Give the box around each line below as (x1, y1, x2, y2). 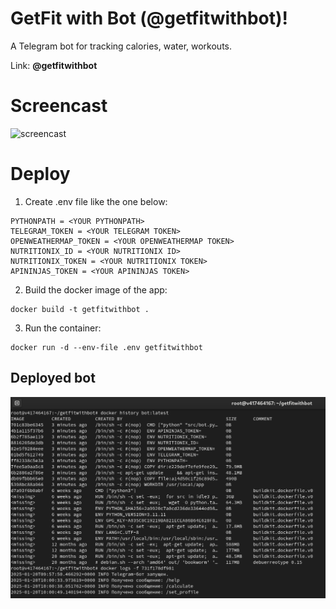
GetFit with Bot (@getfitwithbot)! (10, 7, 289, 30)
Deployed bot (10, 370, 96, 387)
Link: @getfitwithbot (10, 59, 98, 71)
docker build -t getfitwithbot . (10, 304, 150, 314)
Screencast (10, 95, 108, 117)
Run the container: (24, 322, 102, 334)
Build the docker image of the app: (24, 283, 168, 296)
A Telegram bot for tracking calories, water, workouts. (10, 40, 232, 52)
